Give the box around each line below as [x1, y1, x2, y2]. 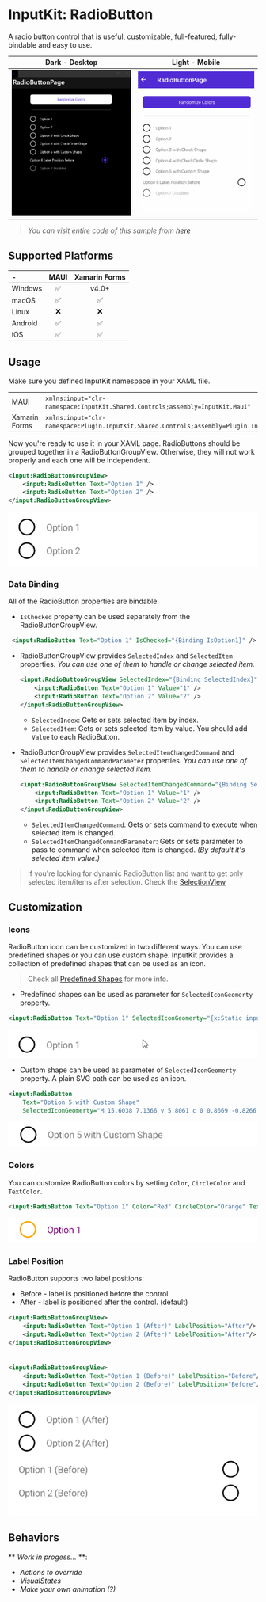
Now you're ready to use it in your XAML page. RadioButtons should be [8, 438, 241, 448]
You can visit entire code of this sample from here [27, 226, 192, 235]
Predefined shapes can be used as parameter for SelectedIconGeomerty [19, 989, 253, 999]
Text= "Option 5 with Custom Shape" [22, 1098, 140, 1106]
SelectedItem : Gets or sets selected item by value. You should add [31, 723, 248, 733]
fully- [218, 32, 237, 41]
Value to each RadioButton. [31, 732, 120, 741]
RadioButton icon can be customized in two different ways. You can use [8, 942, 243, 951]
